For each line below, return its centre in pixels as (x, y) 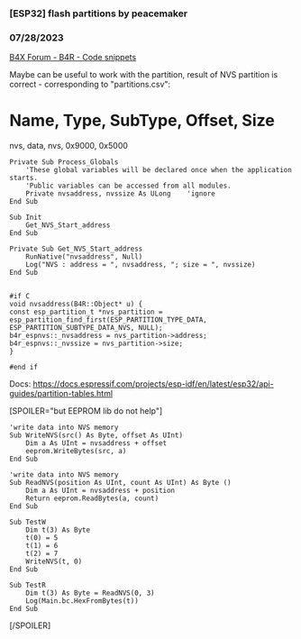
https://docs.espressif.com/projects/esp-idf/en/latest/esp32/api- (154, 384)
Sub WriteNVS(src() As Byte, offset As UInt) (96, 435)
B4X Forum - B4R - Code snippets (73, 58)
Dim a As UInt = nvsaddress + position (100, 491)
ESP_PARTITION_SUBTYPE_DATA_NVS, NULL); (87, 328)
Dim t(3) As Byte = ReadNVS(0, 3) (90, 593)
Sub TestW (28, 522)
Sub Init (26, 218)
